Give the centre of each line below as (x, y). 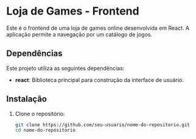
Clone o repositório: (40, 114)
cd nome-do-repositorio (45, 131)
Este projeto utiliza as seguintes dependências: (65, 68)
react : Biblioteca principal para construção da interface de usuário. (99, 80)
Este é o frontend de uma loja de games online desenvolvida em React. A (98, 28)
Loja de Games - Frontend (73, 11)
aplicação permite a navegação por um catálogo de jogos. (79, 34)
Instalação (27, 99)
